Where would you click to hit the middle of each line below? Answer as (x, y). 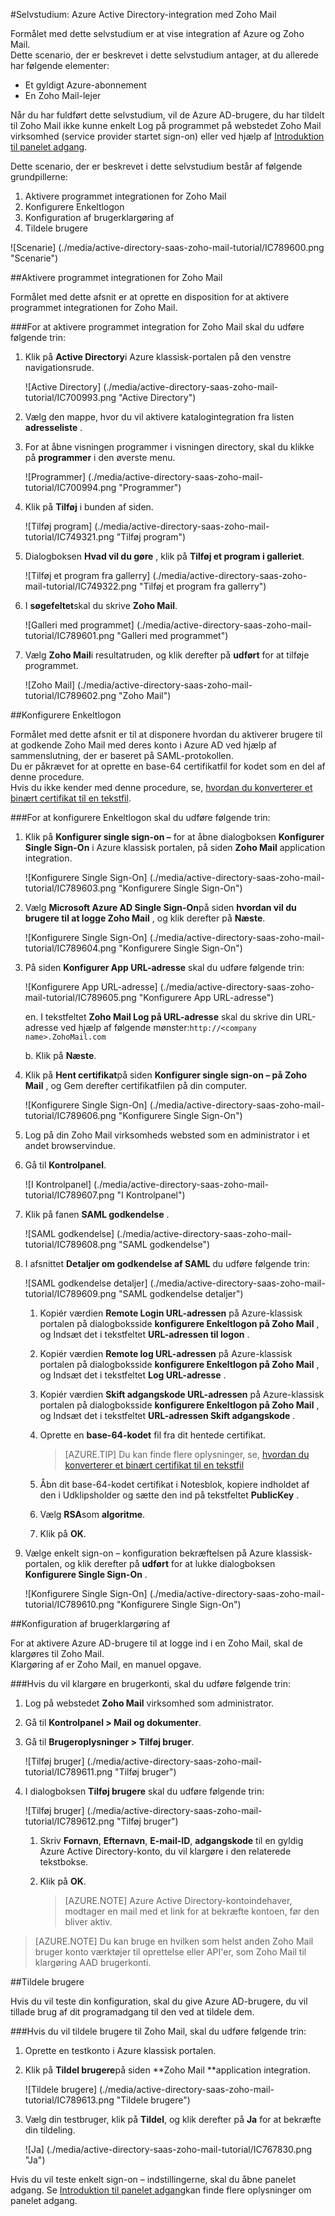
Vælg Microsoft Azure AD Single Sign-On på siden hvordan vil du (160, 907)
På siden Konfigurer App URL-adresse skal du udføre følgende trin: (164, 967)
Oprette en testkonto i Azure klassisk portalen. (120, 2050)
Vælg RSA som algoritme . (92, 1514)
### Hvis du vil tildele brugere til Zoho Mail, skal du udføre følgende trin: (158, 2031)
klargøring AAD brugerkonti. (93, 1962)
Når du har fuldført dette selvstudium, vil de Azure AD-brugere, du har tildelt (167, 115)
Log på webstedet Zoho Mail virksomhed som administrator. (149, 1703)
